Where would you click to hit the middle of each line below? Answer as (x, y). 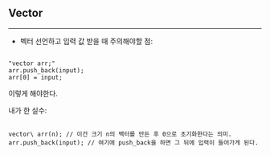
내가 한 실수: (28, 110)
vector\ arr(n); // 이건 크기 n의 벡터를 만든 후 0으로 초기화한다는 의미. (120, 134)
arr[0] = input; (35, 77)
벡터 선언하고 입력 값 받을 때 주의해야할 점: (86, 41)
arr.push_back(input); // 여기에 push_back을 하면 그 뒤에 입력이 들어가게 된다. (133, 143)
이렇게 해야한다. (33, 93)
